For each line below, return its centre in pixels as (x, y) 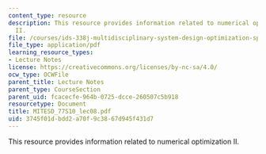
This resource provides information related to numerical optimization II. (124, 141)
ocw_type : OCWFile (38, 75)
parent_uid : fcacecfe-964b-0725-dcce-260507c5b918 (93, 97)
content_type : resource (47, 15)
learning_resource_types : (51, 52)
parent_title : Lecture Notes (56, 82)
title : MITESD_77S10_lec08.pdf (60, 112)
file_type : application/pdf (55, 45)
